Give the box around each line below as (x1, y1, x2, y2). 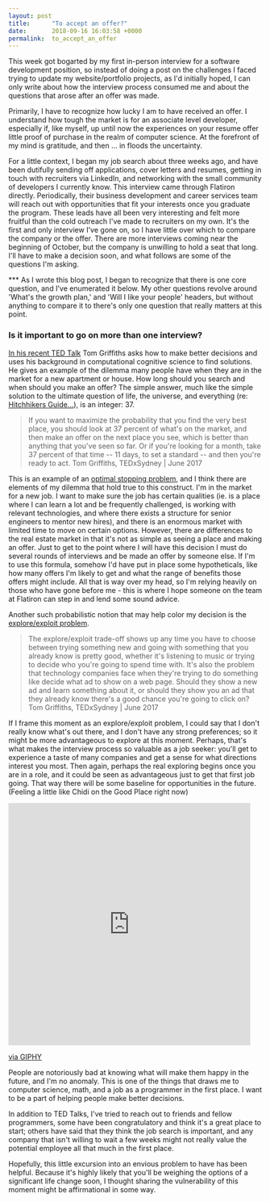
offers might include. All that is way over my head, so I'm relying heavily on (8, 577, 257, 586)
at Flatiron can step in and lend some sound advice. (8, 594, 180, 603)
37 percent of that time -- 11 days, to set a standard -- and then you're (27, 449, 261, 459)
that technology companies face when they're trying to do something (27, 668, 259, 678)
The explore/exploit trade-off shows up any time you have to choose (27, 633, 256, 643)
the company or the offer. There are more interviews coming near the (8, 233, 239, 243)
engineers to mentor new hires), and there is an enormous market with (8, 516, 243, 526)
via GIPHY (8, 1052, 43, 1061)
